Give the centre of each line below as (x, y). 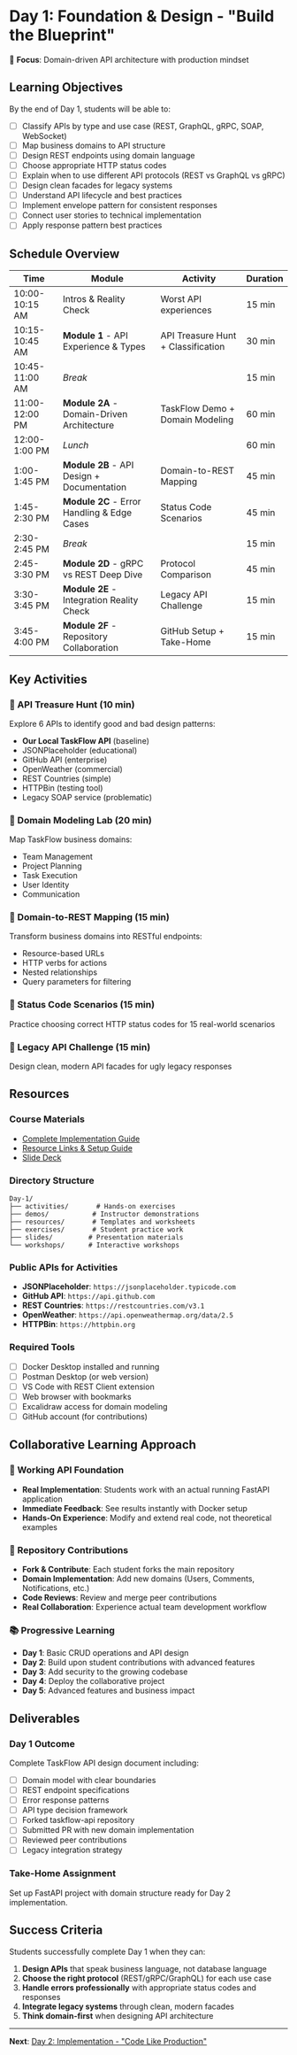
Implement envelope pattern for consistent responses (120, 205)
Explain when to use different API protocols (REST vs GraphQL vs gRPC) (153, 175)
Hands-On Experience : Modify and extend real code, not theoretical (147, 1518)
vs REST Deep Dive (103, 575)
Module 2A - (90, 403)
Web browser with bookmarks (76, 1396)
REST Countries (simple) (67, 778)
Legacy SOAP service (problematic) (87, 797)
